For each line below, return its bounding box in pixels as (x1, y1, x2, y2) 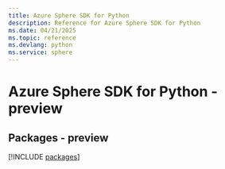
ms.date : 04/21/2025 (8, 26, 77, 34)
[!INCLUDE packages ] (8, 152, 80, 161)
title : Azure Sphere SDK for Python (8, 11, 130, 20)
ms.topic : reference (8, 33, 77, 42)
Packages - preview (8, 131, 109, 144)
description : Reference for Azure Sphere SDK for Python (8, 19, 201, 27)
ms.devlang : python (8, 41, 73, 49)
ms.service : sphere (8, 48, 73, 56)
